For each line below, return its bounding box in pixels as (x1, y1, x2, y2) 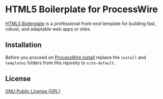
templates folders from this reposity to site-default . (5, 60, 116, 66)
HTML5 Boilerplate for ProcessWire (5, 4, 158, 15)
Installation (5, 41, 42, 49)
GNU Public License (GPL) (5, 88, 61, 94)
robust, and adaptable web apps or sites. (5, 26, 91, 32)
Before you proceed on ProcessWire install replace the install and (5, 54, 146, 60)
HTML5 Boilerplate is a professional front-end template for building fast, (5, 20, 156, 27)
